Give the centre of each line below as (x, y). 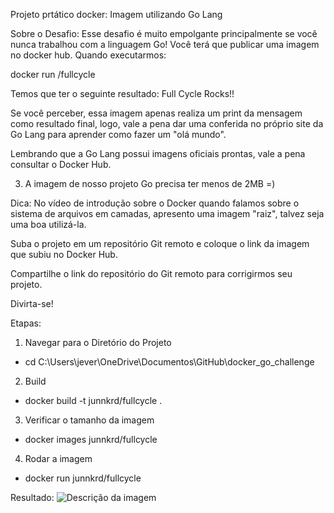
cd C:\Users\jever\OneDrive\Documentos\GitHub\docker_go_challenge (169, 362)
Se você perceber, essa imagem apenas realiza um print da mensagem (156, 113)
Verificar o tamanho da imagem (89, 420)
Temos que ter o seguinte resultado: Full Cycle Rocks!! (122, 93)
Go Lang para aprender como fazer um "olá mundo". (118, 134)
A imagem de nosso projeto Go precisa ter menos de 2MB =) (150, 183)
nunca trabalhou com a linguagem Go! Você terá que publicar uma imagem (165, 44)
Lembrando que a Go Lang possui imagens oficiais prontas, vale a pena (158, 153)
